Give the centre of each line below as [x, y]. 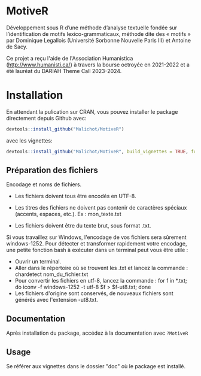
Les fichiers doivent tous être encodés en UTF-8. [75, 196]
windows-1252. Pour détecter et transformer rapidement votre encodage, [97, 244]
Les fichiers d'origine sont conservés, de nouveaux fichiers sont [94, 293]
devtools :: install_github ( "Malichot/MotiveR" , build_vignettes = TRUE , [97, 151]
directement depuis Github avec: [46, 118]
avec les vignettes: [29, 140]
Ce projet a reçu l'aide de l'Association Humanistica [70, 58]
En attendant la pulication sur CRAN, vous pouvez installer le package [92, 111]
